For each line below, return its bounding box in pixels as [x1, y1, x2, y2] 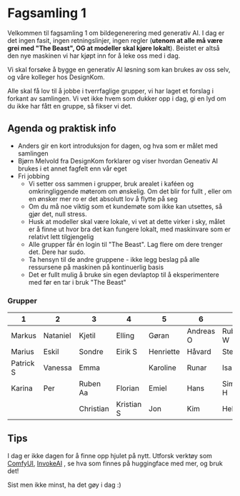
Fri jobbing [17, 171, 50, 180]
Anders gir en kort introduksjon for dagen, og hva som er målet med [17, 141, 218, 150]
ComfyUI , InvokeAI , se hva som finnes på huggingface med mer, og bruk [7, 459, 223, 467]
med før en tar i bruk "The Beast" [28, 278, 126, 286]
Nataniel [43, 330, 71, 340]
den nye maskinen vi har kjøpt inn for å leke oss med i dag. [7, 51, 181, 60]
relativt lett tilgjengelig [28, 232, 94, 241]
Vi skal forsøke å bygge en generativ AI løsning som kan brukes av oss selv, [7, 65, 231, 74]
